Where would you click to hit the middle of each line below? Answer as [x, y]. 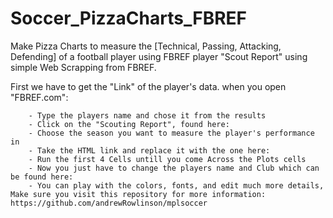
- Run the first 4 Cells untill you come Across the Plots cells [167, 159]
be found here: [42, 177]
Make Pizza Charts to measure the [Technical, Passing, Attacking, [146, 46]
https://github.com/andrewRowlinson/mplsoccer [109, 203]
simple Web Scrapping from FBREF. [83, 67]
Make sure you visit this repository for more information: [138, 194]
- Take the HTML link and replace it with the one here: [149, 150]
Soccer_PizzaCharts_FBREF [129, 18]
